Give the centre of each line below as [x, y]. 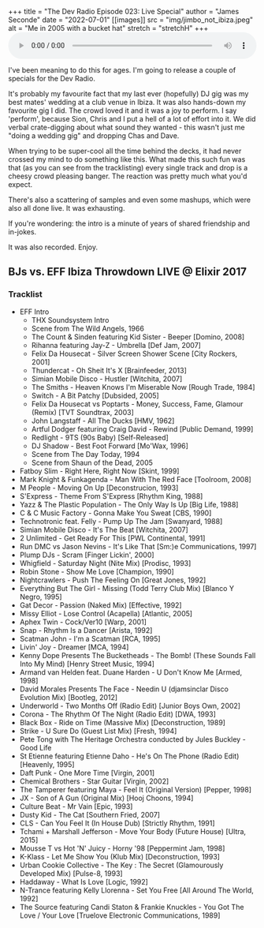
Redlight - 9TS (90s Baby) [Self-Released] [100, 437]
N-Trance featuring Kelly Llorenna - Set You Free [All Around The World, [137, 890]
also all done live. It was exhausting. [67, 208]
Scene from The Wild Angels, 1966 [87, 328]
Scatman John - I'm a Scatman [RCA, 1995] [90, 638]
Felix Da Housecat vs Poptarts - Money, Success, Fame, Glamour [137, 404]
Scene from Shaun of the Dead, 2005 [92, 462]
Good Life [35, 747]
